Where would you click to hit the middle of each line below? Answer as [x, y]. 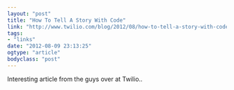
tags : [15, 33]
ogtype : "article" [34, 53]
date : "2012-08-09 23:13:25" [49, 46]
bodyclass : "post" [34, 59]
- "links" [22, 40]
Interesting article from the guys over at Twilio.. [75, 79]
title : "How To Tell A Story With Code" [67, 20]
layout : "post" [29, 14]
